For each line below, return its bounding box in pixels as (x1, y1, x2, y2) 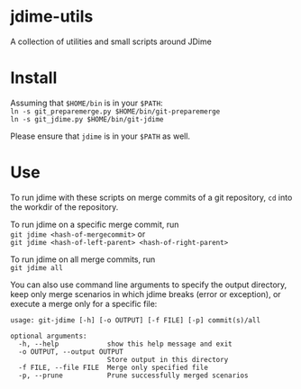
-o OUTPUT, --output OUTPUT (18, 347, 124, 357)
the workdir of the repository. (10, 201, 119, 213)
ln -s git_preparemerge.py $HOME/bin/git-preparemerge (10, 106, 221, 116)
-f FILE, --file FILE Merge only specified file (18, 363, 208, 372)
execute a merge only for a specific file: (10, 298, 158, 309)
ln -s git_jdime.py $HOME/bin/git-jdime (10, 114, 165, 123)
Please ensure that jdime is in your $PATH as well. (10, 131, 191, 141)
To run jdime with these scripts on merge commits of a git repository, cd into (10, 192, 293, 203)
